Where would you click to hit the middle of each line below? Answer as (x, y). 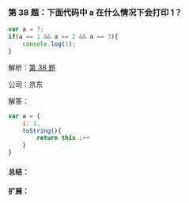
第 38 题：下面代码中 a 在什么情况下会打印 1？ (95, 12)
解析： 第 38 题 (32, 67)
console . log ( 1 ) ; (49, 44)
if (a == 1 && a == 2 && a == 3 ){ (63, 37)
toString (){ (42, 131)
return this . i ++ (63, 138)
